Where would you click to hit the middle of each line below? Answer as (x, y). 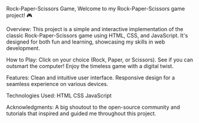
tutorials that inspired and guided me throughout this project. (81, 113)
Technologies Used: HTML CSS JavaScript (59, 96)
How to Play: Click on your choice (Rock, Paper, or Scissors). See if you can (100, 60)
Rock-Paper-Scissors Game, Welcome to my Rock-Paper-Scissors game (96, 9)
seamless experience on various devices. (58, 84)
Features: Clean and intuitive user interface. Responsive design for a (91, 78)
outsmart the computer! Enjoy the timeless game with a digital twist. (90, 66)
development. (23, 48)
